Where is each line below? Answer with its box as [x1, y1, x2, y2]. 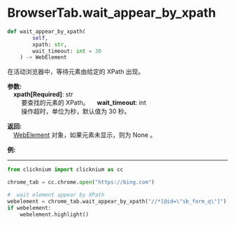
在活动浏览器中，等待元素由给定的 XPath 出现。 [7, 68, 145, 76]
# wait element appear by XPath [7, 191, 105, 198]
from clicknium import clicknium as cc [7, 166, 124, 173]
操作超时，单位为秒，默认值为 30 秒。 [20, 107, 131, 116]
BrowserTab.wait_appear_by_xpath [7, 5, 216, 21]
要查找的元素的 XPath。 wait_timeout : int [20, 99, 147, 107]
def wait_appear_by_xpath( [7, 28, 86, 35]
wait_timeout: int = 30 [32, 48, 101, 55]
